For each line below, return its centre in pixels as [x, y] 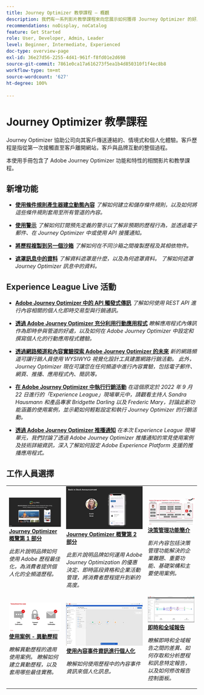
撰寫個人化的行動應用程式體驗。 [55, 338]
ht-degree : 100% [27, 83]
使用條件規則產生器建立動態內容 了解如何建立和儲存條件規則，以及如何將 [106, 205]
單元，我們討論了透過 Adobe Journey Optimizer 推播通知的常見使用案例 [104, 437]
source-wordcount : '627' [38, 77]
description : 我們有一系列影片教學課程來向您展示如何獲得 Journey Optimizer [96, 19]
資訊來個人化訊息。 [90, 671]
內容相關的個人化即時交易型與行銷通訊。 [71, 310]
